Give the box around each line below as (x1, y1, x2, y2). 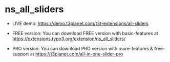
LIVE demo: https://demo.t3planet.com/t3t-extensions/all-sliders (12, 20, 149, 26)
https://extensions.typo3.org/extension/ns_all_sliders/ (12, 36, 126, 42)
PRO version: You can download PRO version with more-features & (12, 45, 154, 51)
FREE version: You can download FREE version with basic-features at (12, 30, 158, 36)
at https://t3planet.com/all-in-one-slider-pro (30, 51, 123, 57)
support (12, 51, 29, 57)
